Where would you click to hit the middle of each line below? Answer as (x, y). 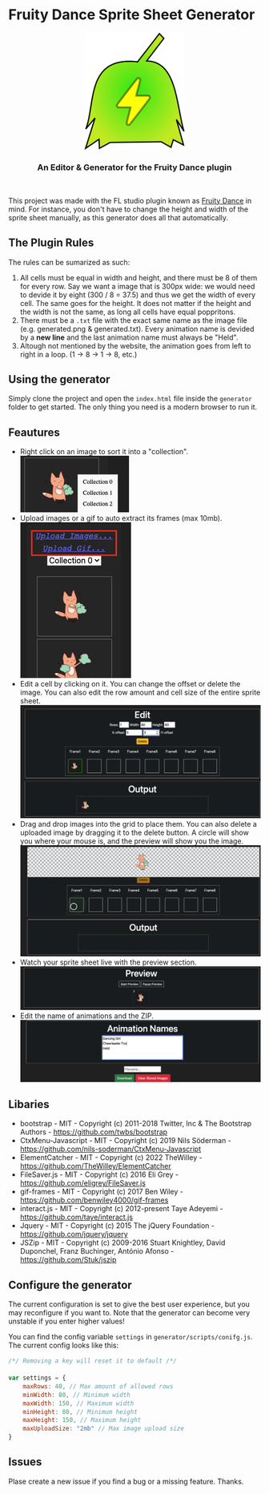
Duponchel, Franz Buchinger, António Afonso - (97, 1251)
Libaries (29, 1104)
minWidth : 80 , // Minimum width (76, 1395)
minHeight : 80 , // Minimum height (80, 1411)
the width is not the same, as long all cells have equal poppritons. (128, 312)
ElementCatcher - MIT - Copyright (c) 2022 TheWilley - (111, 1158)
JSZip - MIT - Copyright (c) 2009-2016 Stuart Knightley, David (122, 1242)
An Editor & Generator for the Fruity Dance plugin (134, 167)
